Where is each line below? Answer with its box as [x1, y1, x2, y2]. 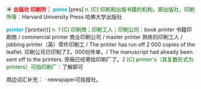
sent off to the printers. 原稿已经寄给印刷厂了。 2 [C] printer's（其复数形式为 [6, 56, 194, 63]
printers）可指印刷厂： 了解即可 [6, 63, 83, 70]
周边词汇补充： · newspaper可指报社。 [6, 76, 102, 83]
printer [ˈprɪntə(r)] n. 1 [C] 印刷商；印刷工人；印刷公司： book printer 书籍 [6, 26, 187, 33]
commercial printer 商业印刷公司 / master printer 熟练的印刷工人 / [21, 33, 183, 41]
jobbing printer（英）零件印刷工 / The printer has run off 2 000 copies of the [6, 41, 196, 48]
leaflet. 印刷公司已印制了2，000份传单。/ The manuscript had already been [6, 48, 193, 56]
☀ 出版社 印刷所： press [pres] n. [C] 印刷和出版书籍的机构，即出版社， [6, 6, 185, 13]
